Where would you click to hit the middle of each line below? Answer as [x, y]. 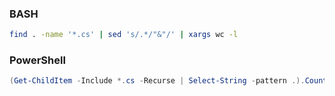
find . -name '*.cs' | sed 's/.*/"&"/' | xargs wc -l [124, 35]
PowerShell [37, 60]
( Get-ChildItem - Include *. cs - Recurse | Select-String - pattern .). [157, 81]
